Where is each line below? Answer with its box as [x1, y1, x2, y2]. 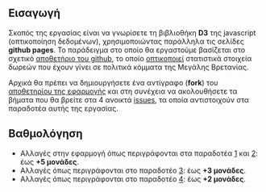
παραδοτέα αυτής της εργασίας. [8, 103, 118, 113]
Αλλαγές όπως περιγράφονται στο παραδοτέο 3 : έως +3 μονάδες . [19, 165, 246, 175]
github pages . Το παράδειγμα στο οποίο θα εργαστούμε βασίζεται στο [8, 44, 246, 55]
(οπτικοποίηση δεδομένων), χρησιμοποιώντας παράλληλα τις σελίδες [8, 36, 244, 46]
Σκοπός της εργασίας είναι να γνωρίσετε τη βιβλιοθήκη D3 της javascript [8, 27, 256, 37]
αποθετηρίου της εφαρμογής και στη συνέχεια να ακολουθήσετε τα [8, 86, 238, 96]
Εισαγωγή [8, 6, 60, 20]
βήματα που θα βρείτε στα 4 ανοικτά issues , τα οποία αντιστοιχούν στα [8, 94, 250, 104]
